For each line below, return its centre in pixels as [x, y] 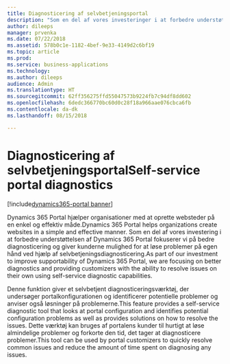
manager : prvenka [32, 33]
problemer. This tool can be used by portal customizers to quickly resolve [110, 340]
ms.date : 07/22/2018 [37, 39]
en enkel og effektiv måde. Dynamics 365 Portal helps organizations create [112, 225]
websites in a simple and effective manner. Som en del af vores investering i [114, 231]
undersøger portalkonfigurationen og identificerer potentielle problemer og [113, 296]
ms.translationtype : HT [41, 90]
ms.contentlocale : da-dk [42, 109]
